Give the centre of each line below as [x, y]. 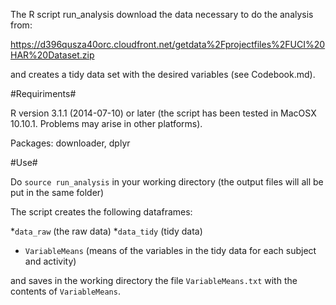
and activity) [50, 261]
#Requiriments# [43, 93]
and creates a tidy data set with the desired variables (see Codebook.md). [163, 74]
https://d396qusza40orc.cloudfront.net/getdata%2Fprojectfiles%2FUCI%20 [168, 44]
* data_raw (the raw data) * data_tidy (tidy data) [106, 231]
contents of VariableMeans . [65, 291]
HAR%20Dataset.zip [52, 55]
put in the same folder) [57, 192]
